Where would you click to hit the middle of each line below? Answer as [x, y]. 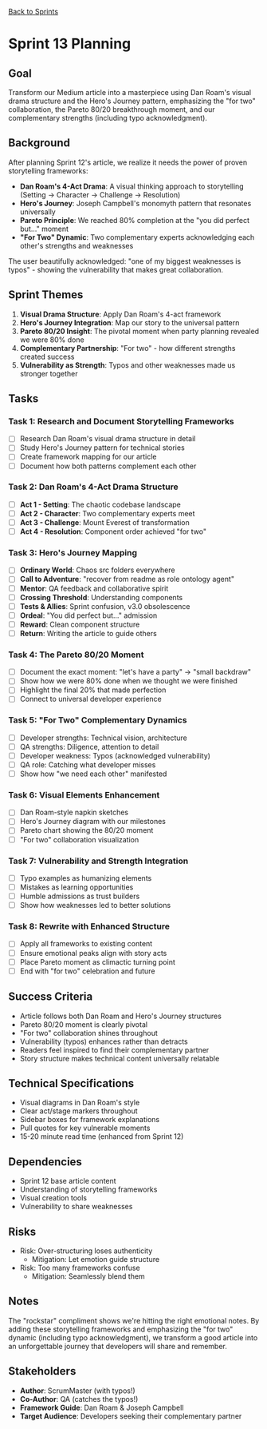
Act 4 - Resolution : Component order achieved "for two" [113, 531]
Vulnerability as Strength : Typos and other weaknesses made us [128, 365]
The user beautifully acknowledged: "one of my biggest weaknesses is [125, 261]
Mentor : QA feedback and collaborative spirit [94, 588]
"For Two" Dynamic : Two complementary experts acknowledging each [137, 237]
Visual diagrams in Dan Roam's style [80, 1103]
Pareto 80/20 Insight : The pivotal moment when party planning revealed [139, 331]
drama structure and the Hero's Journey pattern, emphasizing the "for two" [132, 101]
